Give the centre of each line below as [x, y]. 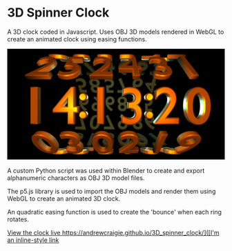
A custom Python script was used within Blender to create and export [106, 170]
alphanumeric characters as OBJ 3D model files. [76, 178]
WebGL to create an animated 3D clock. [64, 199]
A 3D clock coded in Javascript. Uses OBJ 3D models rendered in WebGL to [116, 32]
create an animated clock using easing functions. [77, 39]
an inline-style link [33, 240]
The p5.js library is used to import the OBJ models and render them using [112, 191]
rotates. [18, 219]
